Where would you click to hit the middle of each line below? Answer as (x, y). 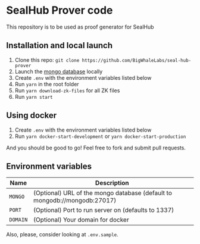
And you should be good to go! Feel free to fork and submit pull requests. (96, 148)
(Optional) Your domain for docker (81, 220)
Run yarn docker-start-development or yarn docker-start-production (100, 136)
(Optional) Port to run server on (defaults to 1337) (104, 210)
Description (112, 183)
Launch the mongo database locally (59, 71)
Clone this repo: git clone (47, 60)
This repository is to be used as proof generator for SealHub (80, 27)
